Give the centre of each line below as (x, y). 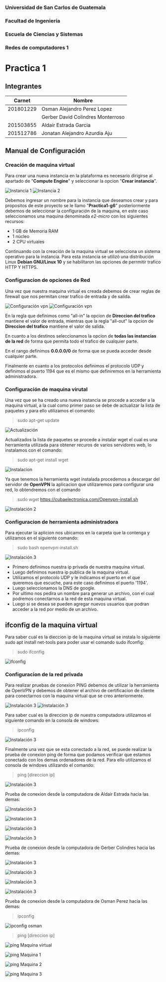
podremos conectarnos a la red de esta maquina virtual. (70, 599)
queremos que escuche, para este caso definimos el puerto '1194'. (80, 583)
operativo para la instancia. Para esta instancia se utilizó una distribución (80, 257)
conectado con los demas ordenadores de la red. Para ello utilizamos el (78, 760)
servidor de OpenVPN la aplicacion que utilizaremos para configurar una (79, 484)
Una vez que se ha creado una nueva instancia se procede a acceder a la (80, 400)
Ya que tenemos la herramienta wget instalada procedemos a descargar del (83, 479)
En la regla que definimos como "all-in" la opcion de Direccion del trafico (80, 316)
